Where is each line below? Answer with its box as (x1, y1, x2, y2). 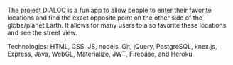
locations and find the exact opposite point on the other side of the (7, 13, 203, 22)
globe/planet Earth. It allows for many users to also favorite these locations (7, 21, 227, 29)
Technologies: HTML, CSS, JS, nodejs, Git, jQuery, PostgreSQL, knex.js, (7, 42, 217, 50)
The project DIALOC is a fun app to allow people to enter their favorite (7, 6, 212, 14)
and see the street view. (7, 28, 77, 37)
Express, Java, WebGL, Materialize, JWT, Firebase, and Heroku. (7, 49, 195, 58)
